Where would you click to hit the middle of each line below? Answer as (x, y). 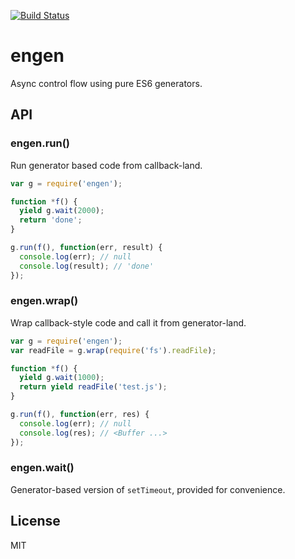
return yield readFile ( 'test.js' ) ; (93, 387)
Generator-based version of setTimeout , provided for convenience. (148, 489)
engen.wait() (42, 468)
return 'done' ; (51, 220)
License (35, 521)
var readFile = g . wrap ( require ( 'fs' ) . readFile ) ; (113, 350)
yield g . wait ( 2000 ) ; (62, 211)
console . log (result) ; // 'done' (87, 266)
